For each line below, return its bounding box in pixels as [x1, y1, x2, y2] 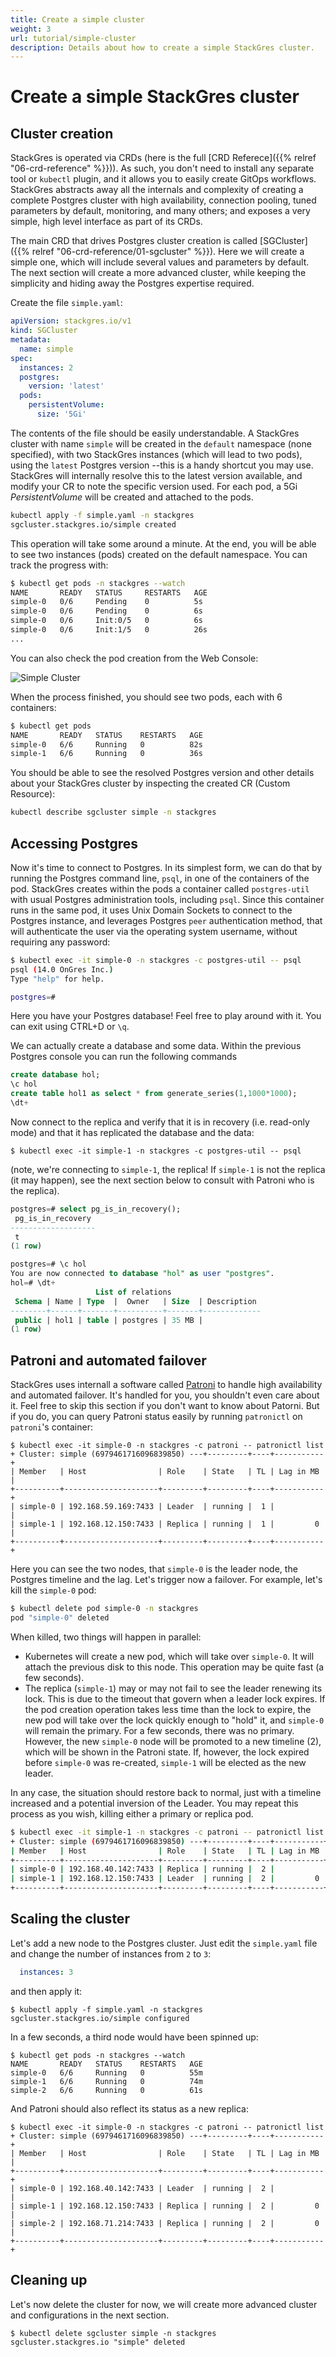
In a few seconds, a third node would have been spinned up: [10, 2031, 259, 2043]
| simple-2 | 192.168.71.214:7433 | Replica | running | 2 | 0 [10, 2218, 320, 2228]
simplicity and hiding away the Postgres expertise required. [10, 277, 255, 290]
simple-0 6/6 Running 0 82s [10, 739, 203, 750]
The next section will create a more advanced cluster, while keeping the [10, 267, 307, 279]
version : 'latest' [28, 381, 105, 391]
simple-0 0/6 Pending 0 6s [10, 606, 203, 616]
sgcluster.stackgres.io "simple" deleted [10, 2337, 186, 2347]
